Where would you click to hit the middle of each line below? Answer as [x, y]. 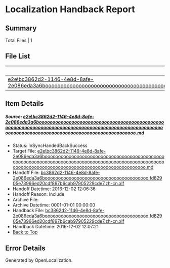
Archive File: [26, 200]
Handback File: [28, 211]
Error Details [25, 248]
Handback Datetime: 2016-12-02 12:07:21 [55, 227]
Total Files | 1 [19, 40]
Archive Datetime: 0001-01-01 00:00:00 [54, 205]
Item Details [25, 103]
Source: [14, 116]
